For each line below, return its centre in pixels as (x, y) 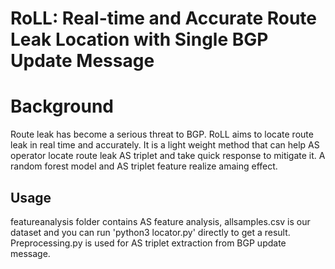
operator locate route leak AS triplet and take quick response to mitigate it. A (168, 156)
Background (62, 106)
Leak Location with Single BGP (139, 39)
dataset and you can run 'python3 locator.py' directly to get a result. (150, 232)
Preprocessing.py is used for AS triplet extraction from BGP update (148, 243)
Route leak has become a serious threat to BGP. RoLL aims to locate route (162, 134)
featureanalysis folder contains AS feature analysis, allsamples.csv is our (160, 221)
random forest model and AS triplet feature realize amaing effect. (144, 166)
